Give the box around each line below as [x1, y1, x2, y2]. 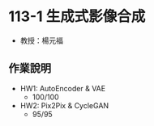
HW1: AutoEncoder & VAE [19, 83, 106, 93]
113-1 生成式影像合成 [8, 7, 146, 26]
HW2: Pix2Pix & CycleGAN [19, 100, 109, 110]
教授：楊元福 [19, 36, 63, 45]
